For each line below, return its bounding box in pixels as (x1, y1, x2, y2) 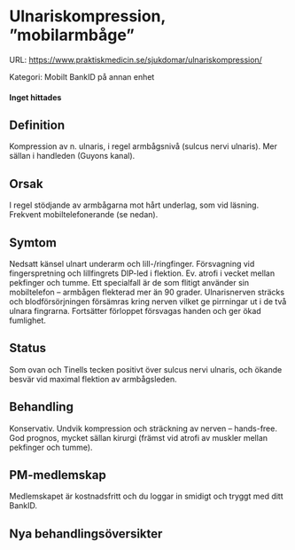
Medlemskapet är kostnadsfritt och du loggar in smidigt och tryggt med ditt (9, 491, 283, 502)
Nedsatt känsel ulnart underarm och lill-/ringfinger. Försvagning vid (9, 258, 255, 269)
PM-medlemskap (9, 467, 106, 483)
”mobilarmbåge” (9, 25, 135, 45)
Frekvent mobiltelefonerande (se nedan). (9, 209, 159, 220)
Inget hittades (9, 91, 62, 103)
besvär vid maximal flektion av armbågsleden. (9, 373, 177, 384)
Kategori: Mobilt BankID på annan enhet (9, 71, 155, 82)
